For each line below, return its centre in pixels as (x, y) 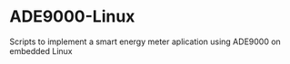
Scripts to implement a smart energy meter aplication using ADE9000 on (145, 41)
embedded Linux (41, 50)
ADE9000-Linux (72, 17)
